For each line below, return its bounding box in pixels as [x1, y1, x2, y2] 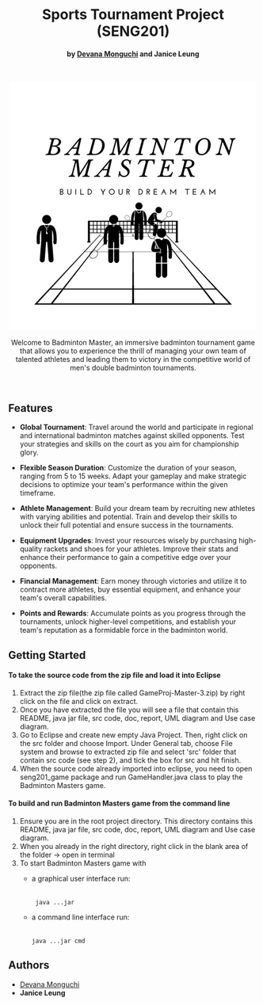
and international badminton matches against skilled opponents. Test [19, 431, 245, 440]
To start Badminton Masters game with [19, 858, 147, 868]
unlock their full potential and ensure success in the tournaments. [19, 520, 234, 530]
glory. [19, 447, 39, 457]
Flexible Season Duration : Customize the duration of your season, [19, 463, 238, 473]
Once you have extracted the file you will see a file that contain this [19, 705, 239, 714]
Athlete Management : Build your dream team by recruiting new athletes [19, 504, 256, 513]
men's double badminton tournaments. [70, 363, 196, 373]
